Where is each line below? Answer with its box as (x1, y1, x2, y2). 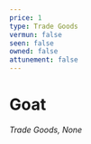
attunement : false (9, 55, 78, 64)
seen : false (9, 38, 54, 48)
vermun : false (9, 30, 63, 39)
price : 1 (9, 13, 42, 23)
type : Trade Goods (9, 22, 78, 31)
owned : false (9, 47, 59, 56)
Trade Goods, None (9, 124, 83, 135)
